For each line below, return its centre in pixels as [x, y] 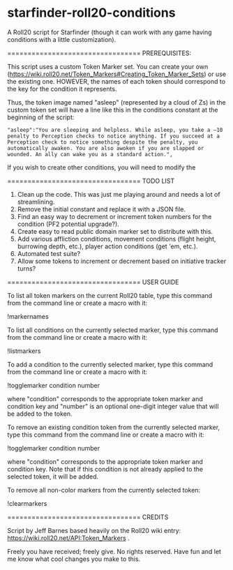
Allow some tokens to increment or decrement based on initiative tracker [122, 261]
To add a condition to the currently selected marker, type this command [110, 364]
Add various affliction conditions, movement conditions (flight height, [116, 239]
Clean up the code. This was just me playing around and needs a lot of [119, 194]
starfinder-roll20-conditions [91, 13]
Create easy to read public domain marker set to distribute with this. [115, 231]
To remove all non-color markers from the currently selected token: [104, 490]
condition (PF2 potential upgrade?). [68, 224]
